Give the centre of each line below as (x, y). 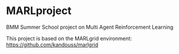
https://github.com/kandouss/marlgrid (52, 45)
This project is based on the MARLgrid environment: (69, 38)
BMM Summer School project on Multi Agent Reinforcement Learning (90, 27)
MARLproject (39, 11)
